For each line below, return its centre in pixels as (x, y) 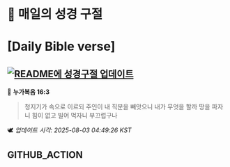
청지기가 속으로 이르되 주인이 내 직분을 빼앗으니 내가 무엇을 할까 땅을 (117, 107)
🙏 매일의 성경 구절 (55, 14)
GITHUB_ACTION (45, 155)
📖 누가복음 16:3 (29, 92)
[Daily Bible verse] (61, 47)
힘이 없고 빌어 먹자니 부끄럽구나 (75, 116)
